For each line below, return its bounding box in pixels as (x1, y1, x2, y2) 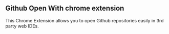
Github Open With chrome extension (5, 4, 124, 13)
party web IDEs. (5, 23, 39, 29)
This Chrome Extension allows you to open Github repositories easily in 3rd (5, 17, 164, 23)
